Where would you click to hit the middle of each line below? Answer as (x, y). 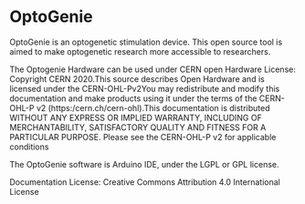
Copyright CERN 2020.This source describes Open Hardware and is (137, 78)
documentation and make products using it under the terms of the (133, 98)
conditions (29, 147)
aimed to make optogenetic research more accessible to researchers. (140, 51)
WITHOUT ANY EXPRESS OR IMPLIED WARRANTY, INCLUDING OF (136, 117)
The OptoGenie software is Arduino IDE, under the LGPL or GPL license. (144, 164)
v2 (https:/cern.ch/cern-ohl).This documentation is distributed (153, 107)
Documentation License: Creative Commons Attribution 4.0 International (145, 182)
